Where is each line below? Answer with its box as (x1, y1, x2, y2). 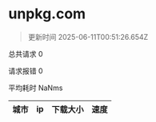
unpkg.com (8, 5, 86, 23)
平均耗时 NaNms (8, 83, 63, 92)
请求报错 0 (8, 65, 43, 76)
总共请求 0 (8, 49, 43, 58)
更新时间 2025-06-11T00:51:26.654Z (27, 32, 149, 41)
